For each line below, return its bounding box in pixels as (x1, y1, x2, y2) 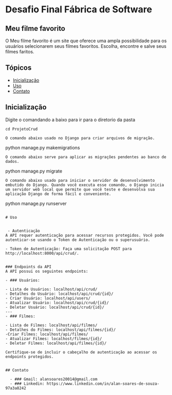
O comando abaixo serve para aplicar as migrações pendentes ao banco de (5, 154, 167, 160)
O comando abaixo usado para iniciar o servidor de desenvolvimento (5, 178, 155, 183)
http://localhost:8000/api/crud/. (5, 251, 80, 256)
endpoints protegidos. (5, 354, 54, 359)
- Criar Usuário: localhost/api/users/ (5, 295, 91, 301)
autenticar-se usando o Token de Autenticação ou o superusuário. (5, 237, 150, 242)
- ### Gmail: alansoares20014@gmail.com (10, 377, 98, 382)
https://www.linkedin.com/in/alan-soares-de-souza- (46, 381, 160, 386)
